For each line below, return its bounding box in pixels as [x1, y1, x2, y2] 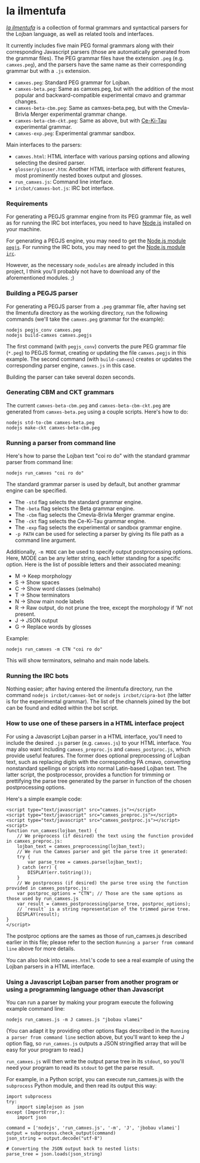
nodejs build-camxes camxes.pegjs [6, 332, 93, 338]
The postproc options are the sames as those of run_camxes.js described [6, 932, 187, 939]
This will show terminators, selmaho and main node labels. [6, 657, 150, 664]
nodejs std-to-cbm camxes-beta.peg [6, 419, 95, 425]
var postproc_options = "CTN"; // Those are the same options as [17, 890, 183, 897]
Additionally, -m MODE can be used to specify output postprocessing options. [6, 548, 193, 556]
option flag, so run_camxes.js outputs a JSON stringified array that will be [6, 1040, 187, 1047]
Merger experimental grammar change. [30, 111, 127, 118]
